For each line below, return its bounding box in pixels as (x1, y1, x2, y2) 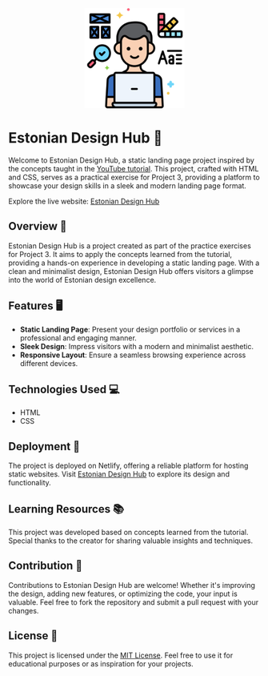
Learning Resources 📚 (8, 502, 125, 516)
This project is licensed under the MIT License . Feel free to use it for (8, 650, 234, 660)
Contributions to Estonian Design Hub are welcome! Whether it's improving (8, 580, 256, 589)
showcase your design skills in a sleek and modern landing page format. (8, 180, 246, 191)
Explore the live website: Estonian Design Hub (8, 196, 160, 206)
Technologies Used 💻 (8, 382, 120, 396)
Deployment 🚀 (8, 440, 80, 453)
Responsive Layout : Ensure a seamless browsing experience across (19, 350, 246, 360)
